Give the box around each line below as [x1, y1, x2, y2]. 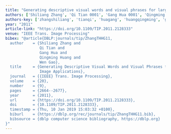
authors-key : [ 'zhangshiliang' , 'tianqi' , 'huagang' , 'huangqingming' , [5, 17, 160, 22]
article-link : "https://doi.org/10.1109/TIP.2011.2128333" [5, 26, 133, 32]
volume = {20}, [10, 78, 49, 84]
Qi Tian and [39, 45, 65, 50]
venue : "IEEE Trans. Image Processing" [5, 31, 90, 36]
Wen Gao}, [39, 60, 60, 65]
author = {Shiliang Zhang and [10, 41, 81, 46]
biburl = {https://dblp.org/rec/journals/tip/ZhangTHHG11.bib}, [10, 112, 156, 117]
